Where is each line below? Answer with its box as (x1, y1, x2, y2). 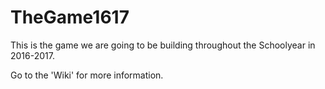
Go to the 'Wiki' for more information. (10, 69, 164, 81)
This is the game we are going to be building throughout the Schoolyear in (10, 39, 316, 51)
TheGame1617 (10, 6, 130, 29)
